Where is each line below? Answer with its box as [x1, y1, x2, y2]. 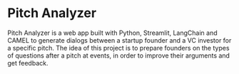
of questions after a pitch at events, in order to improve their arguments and [7, 51, 230, 60]
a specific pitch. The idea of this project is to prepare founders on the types [7, 43, 230, 52]
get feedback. [7, 58, 49, 67]
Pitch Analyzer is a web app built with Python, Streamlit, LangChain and [7, 28, 218, 37]
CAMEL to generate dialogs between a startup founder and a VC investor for [7, 36, 232, 44]
